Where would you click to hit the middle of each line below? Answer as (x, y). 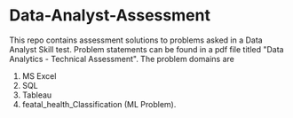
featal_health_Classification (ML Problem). (99, 104)
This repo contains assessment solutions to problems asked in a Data (136, 40)
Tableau (37, 95)
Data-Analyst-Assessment (110, 16)
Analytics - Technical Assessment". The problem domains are (122, 59)
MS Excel (39, 75)
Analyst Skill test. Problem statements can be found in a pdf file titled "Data (146, 49)
